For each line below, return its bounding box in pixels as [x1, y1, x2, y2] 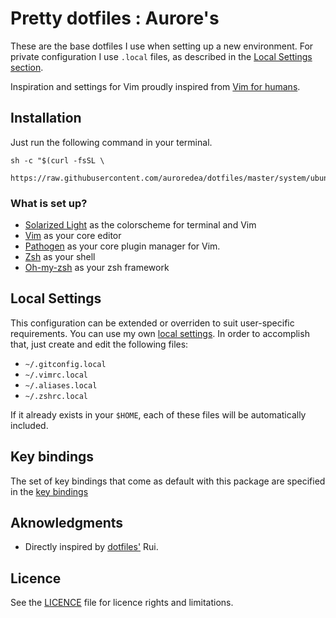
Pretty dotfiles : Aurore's [10, 7, 220, 30]
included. [10, 419, 49, 431]
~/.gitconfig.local [24, 359, 107, 369]
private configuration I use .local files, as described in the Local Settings [10, 50, 313, 62]
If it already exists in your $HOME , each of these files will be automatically [10, 408, 307, 421]
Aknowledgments [10, 515, 124, 532]
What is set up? [10, 196, 88, 210]
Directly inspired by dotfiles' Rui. [24, 541, 159, 553]
